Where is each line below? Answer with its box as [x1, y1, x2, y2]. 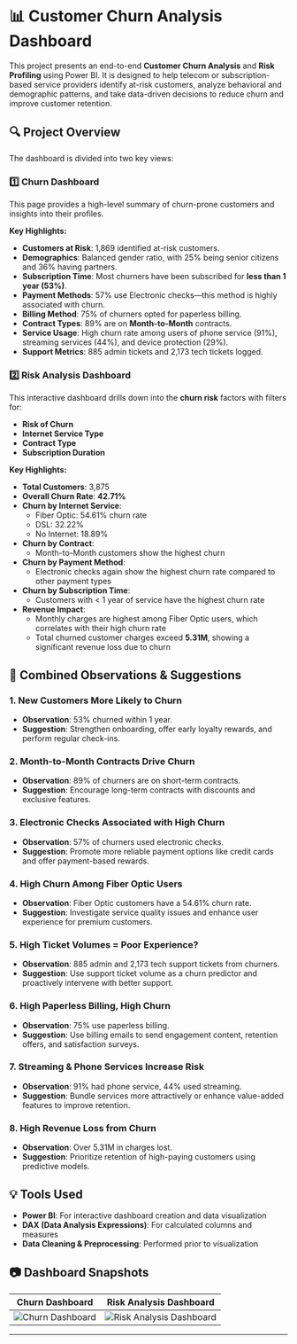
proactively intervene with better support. [21, 978, 174, 988]
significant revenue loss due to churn [34, 642, 171, 652]
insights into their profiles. [9, 208, 104, 219]
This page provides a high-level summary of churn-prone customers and [9, 199, 275, 210]
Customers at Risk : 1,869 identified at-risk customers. [21, 243, 220, 254]
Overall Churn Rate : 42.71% [21, 491, 126, 502]
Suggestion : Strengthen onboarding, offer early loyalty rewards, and [21, 723, 272, 735]
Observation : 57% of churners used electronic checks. [21, 836, 224, 847]
